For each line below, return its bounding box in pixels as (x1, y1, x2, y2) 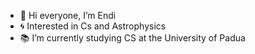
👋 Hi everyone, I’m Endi (19, 10, 117, 21)
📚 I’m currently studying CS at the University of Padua (19, 32, 246, 44)
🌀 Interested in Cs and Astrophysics (19, 20, 167, 32)
